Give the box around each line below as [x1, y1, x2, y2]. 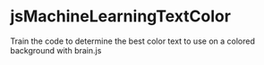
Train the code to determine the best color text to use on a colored [10, 36, 256, 46]
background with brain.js [10, 45, 102, 55]
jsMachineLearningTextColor [10, 6, 232, 27]
